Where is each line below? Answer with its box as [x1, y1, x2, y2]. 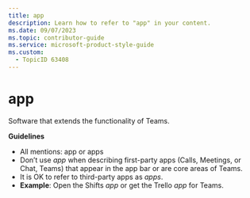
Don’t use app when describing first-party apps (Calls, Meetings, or [19, 155, 242, 165]
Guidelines [8, 131, 45, 141]
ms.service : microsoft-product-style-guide [8, 41, 155, 49]
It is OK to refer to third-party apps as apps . [19, 172, 163, 181]
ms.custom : [8, 48, 44, 56]
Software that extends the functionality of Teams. [8, 116, 171, 125]
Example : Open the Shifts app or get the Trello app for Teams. [19, 180, 224, 190]
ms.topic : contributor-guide [8, 33, 105, 42]
